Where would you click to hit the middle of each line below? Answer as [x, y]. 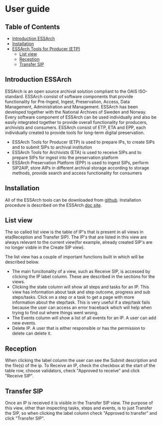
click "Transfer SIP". [25, 418]
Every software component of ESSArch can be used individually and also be [81, 117]
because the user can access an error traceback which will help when [82, 307]
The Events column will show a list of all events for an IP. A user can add [84, 318]
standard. [15, 96]
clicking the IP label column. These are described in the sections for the [83, 277]
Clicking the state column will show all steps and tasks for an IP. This [81, 287]
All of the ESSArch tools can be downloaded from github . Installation [73, 200]
